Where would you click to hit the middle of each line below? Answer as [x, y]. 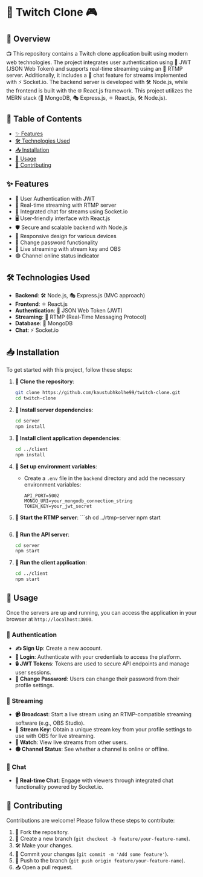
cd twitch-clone [35, 398]
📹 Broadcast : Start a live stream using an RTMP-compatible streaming [103, 714]
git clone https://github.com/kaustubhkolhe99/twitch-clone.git [98, 393]
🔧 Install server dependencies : [54, 410]
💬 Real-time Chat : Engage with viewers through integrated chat [94, 780]
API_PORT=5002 [42, 496]
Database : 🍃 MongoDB [44, 323]
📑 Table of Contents [44, 119]
